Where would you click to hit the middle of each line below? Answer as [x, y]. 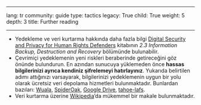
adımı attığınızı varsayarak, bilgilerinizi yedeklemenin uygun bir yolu [98, 77]
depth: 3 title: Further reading [42, 22]
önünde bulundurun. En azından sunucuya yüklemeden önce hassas [99, 64]
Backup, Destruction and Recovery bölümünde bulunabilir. [87, 52]
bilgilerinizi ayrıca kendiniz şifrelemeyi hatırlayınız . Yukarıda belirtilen [102, 70]
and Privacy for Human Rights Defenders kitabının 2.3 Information [96, 45]
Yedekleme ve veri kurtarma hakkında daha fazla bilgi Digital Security [100, 39]
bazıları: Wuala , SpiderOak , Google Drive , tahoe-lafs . [80, 89]
